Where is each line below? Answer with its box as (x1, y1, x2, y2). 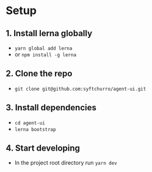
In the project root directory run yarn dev (14, 159, 117, 166)
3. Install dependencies (5, 102, 97, 113)
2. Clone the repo (5, 69, 73, 79)
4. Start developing (5, 143, 81, 154)
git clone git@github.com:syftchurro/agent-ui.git (14, 86, 147, 92)
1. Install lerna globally (5, 28, 93, 39)
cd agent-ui (14, 120, 45, 126)
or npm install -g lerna (14, 51, 77, 58)
